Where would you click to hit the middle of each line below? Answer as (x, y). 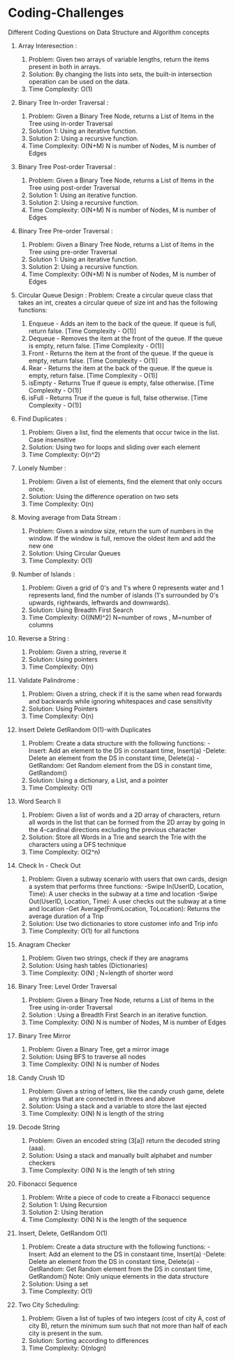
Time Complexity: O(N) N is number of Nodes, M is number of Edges (127, 1022)
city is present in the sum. (66, 1333)
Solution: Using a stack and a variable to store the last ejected (117, 1106)
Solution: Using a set (58, 1284)
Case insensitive (52, 439)
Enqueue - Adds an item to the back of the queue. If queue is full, (123, 324)
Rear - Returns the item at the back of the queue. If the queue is (120, 368)
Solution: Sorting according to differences (89, 1340)
